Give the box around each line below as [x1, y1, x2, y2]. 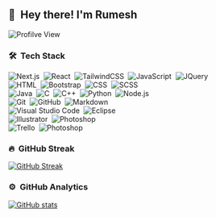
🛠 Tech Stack [8, 50, 66, 61]
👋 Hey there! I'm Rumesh [8, 8, 138, 22]
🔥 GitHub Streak [8, 143, 75, 154]
